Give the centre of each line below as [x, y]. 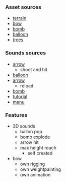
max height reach [38, 147]
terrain [19, 18]
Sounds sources [26, 53]
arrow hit [29, 142]
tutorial [20, 96]
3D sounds [24, 126]
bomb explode [35, 137]
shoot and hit [34, 69]
